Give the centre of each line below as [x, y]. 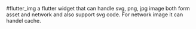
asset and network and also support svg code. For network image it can [95, 14]
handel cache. [24, 21]
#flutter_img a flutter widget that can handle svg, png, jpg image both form [98, 8]
